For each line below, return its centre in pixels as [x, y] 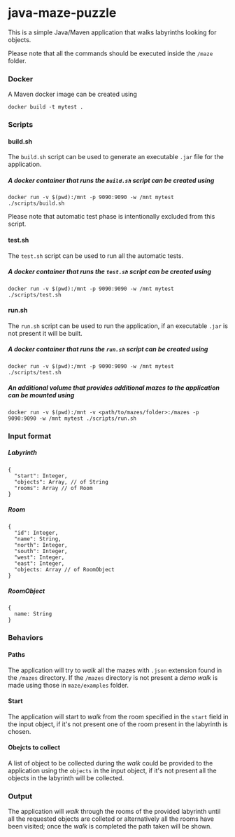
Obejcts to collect [34, 747]
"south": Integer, [41, 551]
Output [20, 796]
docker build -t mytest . [45, 107]
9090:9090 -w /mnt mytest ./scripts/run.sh [72, 418]
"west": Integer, [40, 557]
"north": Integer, [41, 545]
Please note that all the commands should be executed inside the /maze [111, 53]
